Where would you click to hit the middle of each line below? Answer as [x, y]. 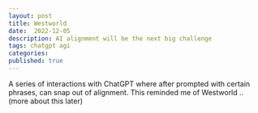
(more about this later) [46, 101]
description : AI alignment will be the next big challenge [110, 38]
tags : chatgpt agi [39, 46]
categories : [28, 53]
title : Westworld [38, 23]
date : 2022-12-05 [39, 31]
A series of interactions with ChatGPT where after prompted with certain [129, 84]
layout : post [30, 16]
